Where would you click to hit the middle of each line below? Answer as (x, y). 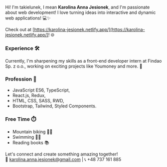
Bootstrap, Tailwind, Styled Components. (54, 106)
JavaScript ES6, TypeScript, (41, 90)
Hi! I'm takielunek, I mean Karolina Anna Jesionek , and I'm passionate (78, 7)
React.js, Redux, (29, 95)
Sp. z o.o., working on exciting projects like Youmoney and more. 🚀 (74, 66)
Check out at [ (20, 30)
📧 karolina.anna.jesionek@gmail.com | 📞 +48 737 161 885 (63, 159)
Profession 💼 (21, 79)
